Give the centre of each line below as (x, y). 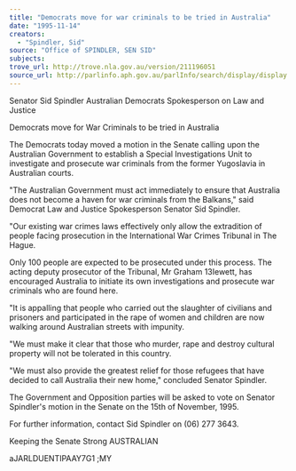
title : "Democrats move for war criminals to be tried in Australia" (140, 17)
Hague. (23, 244)
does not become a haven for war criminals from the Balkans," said (132, 199)
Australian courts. (41, 172)
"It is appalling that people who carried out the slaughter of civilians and (140, 307)
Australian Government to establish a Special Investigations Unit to (131, 154)
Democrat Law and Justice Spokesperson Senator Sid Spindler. (125, 209)
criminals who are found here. (64, 291)
